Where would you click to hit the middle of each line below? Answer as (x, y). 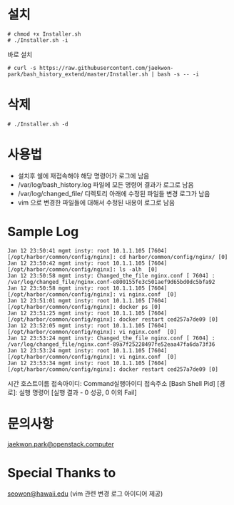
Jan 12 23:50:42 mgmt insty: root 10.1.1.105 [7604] (87, 263)
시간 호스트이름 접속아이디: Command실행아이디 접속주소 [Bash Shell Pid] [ (113, 383)
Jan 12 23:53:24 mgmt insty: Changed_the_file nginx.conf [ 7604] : (111, 338)
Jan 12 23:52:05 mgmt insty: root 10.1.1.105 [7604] (87, 325)
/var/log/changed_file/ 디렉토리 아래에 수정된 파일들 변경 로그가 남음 (114, 193)
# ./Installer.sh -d (38, 124)
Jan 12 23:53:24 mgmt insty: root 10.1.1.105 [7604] (87, 350)
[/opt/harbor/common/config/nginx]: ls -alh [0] (83, 269)
